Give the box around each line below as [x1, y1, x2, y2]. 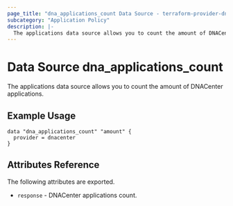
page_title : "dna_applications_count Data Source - [7, 10, 159, 17]
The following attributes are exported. [7, 178, 115, 186]
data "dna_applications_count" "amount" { [7, 128, 132, 135]
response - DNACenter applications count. [17, 191, 137, 199]
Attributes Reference [7, 159, 100, 171]
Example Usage [7, 110, 76, 121]
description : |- [7, 23, 54, 30]
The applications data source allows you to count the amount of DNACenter [7, 83, 223, 91]
